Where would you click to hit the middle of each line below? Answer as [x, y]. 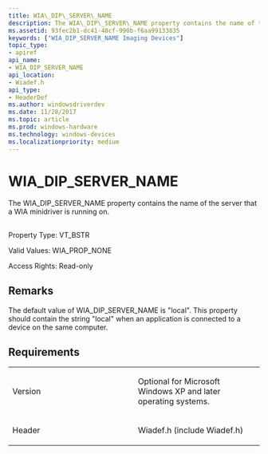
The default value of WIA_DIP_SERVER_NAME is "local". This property [123, 310]
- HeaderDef [28, 97]
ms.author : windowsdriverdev [57, 105]
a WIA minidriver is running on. [59, 211]
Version [27, 392]
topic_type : [28, 45]
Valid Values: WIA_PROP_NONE [60, 250]
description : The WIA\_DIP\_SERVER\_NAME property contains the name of [132, 23]
